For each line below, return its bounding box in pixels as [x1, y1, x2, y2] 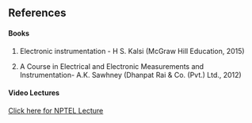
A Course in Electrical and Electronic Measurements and [19, 61, 204, 71]
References [8, 6, 67, 20]
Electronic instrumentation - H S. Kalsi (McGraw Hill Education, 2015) [19, 46, 245, 56]
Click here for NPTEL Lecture [8, 106, 104, 115]
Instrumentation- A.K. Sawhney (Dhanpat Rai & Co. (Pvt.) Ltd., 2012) [19, 70, 242, 79]
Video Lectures [8, 88, 60, 98]
